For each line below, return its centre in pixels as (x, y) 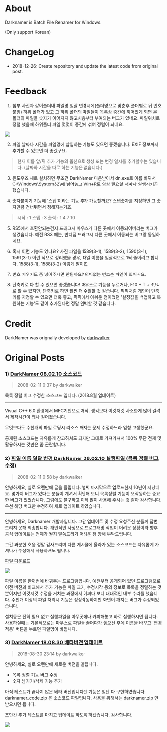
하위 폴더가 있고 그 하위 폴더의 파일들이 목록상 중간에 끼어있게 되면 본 (90, 112)
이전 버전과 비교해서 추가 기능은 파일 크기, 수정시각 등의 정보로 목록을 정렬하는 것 (83, 587)
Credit (18, 324)
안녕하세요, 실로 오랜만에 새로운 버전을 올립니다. (52, 664)
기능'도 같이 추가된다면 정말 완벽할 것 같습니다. (71, 303)
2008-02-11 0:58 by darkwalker (50, 477)
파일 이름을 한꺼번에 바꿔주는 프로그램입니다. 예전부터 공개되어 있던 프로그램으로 (83, 581)
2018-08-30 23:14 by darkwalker (51, 654)
